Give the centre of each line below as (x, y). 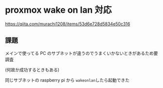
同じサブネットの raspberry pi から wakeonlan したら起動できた (67, 80)
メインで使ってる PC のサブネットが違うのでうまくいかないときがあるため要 (81, 53)
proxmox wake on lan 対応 (58, 10)
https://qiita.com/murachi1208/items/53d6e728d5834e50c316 (68, 24)
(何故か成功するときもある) (32, 69)
